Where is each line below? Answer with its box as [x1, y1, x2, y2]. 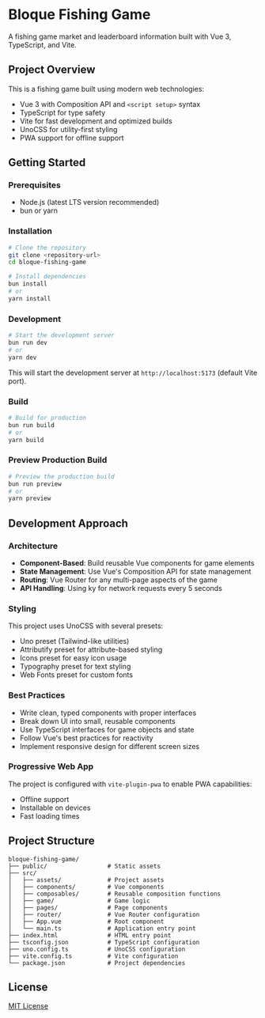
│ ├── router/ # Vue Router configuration [8, 910, 200, 918]
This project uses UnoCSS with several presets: [8, 621, 164, 630]
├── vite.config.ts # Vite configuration [8, 952, 179, 960]
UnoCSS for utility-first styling [19, 124, 118, 134]
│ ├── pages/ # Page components [8, 903, 168, 911]
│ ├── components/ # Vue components [8, 883, 165, 891]
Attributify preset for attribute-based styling [19, 645, 163, 654]
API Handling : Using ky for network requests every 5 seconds [19, 583, 223, 592]
